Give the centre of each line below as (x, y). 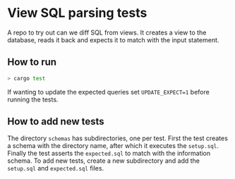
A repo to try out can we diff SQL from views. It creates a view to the (107, 32)
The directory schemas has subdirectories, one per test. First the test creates (117, 138)
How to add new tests (56, 122)
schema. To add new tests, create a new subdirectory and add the (103, 161)
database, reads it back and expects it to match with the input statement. (113, 39)
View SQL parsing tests (77, 13)
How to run (32, 62)
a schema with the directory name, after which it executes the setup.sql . (113, 146)
